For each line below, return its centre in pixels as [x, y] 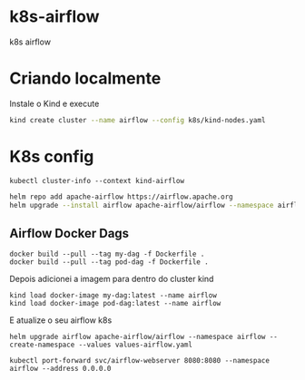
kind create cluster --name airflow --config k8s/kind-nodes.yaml [138, 120]
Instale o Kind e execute [54, 103]
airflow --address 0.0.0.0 [60, 369]
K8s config [52, 156]
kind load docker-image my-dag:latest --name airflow [113, 296]
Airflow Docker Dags [69, 233]
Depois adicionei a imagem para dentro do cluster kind [112, 279]
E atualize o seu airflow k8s [61, 320]
